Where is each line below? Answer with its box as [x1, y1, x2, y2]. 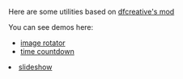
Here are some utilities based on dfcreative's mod [8, 7, 175, 16]
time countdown [19, 47, 74, 56]
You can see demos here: [8, 23, 94, 31]
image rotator [19, 38, 66, 48]
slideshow [19, 62, 53, 72]
